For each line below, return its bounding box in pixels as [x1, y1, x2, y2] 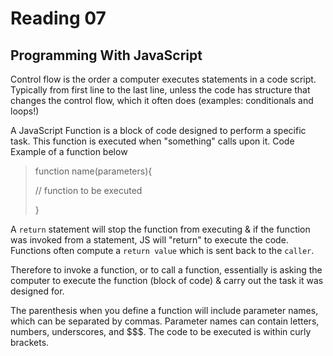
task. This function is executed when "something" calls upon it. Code [10, 135, 295, 147]
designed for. [10, 285, 65, 297]
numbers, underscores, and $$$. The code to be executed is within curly [10, 326, 312, 337]
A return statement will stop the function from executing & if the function [10, 223, 311, 235]
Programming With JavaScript [10, 47, 203, 64]
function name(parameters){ [34, 165, 153, 177]
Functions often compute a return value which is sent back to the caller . [10, 245, 315, 256]
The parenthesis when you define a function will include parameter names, [10, 305, 319, 316]
